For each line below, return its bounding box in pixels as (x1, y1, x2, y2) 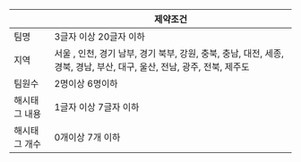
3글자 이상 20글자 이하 (54, 30, 145, 43)
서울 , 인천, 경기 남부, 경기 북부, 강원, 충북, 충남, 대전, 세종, (54, 47, 284, 59)
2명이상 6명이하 (54, 78, 118, 90)
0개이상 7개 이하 (54, 132, 121, 143)
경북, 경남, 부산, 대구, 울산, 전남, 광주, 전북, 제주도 (54, 61, 250, 72)
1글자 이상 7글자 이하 (54, 101, 140, 113)
